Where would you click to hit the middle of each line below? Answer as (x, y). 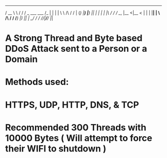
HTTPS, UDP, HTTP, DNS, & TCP (72, 105)
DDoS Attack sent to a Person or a (76, 49)
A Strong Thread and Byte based (74, 38)
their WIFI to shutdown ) (56, 148)
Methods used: (37, 82)
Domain (22, 59)
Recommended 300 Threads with (76, 127)
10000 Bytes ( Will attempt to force (79, 138)
